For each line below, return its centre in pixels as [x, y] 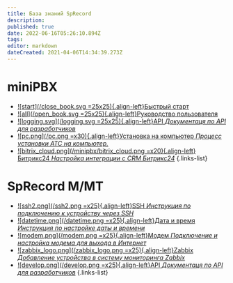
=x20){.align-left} [171, 151]
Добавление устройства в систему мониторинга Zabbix [101, 257]
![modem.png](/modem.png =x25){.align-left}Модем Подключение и [117, 235]
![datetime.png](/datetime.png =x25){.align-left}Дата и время [106, 220]
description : [26, 20]
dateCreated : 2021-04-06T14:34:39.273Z [65, 53]
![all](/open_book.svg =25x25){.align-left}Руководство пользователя [118, 114]
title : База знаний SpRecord [49, 14]
